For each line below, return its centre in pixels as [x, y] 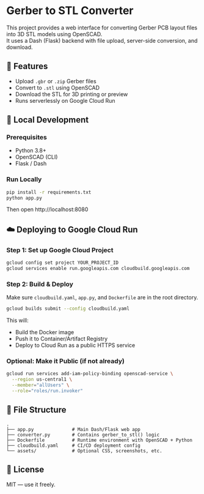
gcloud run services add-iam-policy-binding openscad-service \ [90, 374]
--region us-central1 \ [42, 380]
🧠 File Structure [36, 410]
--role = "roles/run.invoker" [48, 391]
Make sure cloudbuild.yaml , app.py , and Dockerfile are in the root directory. [102, 298]
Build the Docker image [45, 332]
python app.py [24, 198]
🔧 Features [27, 66]
